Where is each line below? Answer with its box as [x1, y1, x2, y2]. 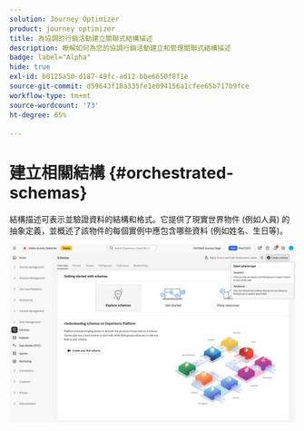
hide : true [9, 63, 51, 72]
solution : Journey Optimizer [9, 15, 120, 24]
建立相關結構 [9, 163, 106, 183]
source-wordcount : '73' [9, 101, 100, 110]
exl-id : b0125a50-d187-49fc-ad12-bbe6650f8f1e [9, 73, 189, 82]
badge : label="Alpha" [9, 53, 92, 63]
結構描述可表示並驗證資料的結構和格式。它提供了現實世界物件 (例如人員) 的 [9, 214, 290, 225]
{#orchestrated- [108, 163, 234, 183]
